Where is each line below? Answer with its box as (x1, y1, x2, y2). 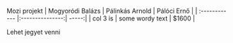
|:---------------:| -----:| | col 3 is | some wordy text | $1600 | (16, 14, 196, 23)
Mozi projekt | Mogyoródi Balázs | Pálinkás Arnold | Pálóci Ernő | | (6, 7, 198, 15)
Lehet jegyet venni (6, 28, 61, 36)
